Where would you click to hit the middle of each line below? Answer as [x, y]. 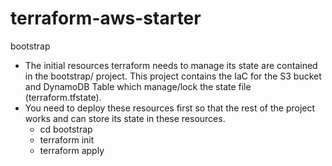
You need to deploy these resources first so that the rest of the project [170, 108]
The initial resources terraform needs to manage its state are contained [171, 65]
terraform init [67, 139]
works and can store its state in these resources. [125, 118]
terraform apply [72, 150]
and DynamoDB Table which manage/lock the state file [138, 86]
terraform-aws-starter [106, 18]
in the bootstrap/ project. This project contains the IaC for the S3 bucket [173, 76]
